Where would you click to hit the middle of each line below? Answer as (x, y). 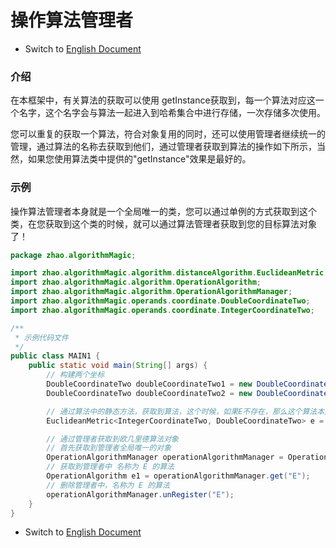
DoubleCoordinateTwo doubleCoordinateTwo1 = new (149, 384)
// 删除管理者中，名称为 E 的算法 (108, 485)
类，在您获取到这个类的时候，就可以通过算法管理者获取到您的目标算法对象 (163, 223)
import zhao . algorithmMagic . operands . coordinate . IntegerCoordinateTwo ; (162, 310)
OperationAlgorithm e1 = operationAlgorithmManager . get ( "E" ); (178, 476)
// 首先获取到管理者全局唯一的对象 (109, 448)
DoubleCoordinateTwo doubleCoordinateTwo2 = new (149, 393)
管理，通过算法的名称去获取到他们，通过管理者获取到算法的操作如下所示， (163, 147)
